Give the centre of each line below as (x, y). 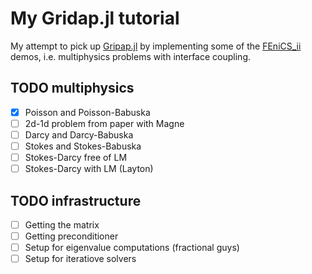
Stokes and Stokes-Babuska (83, 146)
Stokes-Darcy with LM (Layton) (89, 169)
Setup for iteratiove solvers (80, 259)
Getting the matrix (62, 224)
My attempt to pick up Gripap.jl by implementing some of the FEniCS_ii (156, 46)
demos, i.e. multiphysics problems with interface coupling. (130, 56)
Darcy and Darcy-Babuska (79, 134)
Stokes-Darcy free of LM (76, 157)
